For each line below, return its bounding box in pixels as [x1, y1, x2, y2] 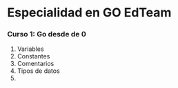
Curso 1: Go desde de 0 [7, 30, 86, 39]
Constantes [17, 52, 50, 60]
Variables [17, 45, 44, 53]
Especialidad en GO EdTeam [7, 5, 172, 21]
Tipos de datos [17, 67, 60, 75]
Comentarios [17, 60, 55, 68]
